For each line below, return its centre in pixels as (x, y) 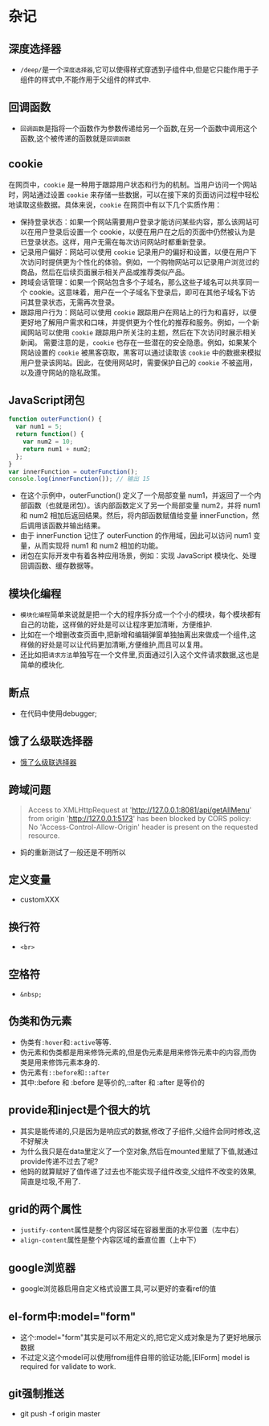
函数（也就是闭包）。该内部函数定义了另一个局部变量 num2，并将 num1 (144, 505)
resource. (44, 835)
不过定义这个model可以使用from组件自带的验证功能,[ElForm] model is (135, 1358)
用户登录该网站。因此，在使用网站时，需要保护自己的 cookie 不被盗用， (138, 362)
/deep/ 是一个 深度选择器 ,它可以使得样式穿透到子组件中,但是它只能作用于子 (139, 70)
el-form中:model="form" (72, 1316)
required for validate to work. (68, 1366)
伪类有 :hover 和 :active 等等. (65, 1042)
